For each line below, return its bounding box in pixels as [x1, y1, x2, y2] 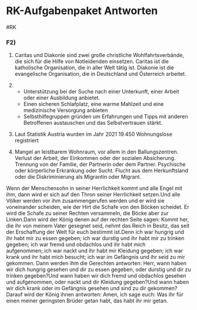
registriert [14, 137, 39, 144]
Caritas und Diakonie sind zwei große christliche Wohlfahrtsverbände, [14, 52, 184, 59]
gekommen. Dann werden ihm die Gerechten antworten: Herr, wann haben [6, 260, 187, 267]
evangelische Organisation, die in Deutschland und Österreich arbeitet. [14, 71, 186, 78]
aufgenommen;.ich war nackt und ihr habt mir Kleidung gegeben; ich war [6, 247, 183, 254]
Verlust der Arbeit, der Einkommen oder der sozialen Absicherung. [14, 155, 176, 162]
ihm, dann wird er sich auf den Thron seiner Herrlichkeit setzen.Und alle [6, 191, 181, 198]
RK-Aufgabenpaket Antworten [6, 4, 158, 18]
